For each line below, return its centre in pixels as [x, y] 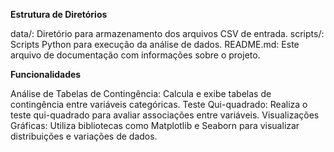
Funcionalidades [46, 74]
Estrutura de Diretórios [59, 14]
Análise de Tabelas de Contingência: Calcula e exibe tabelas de [141, 93]
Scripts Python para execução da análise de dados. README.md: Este [155, 44]
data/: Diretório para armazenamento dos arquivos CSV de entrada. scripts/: [167, 33]
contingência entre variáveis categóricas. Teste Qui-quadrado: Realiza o [159, 104]
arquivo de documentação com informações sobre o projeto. [135, 55]
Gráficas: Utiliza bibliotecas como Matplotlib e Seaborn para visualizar [155, 125]
